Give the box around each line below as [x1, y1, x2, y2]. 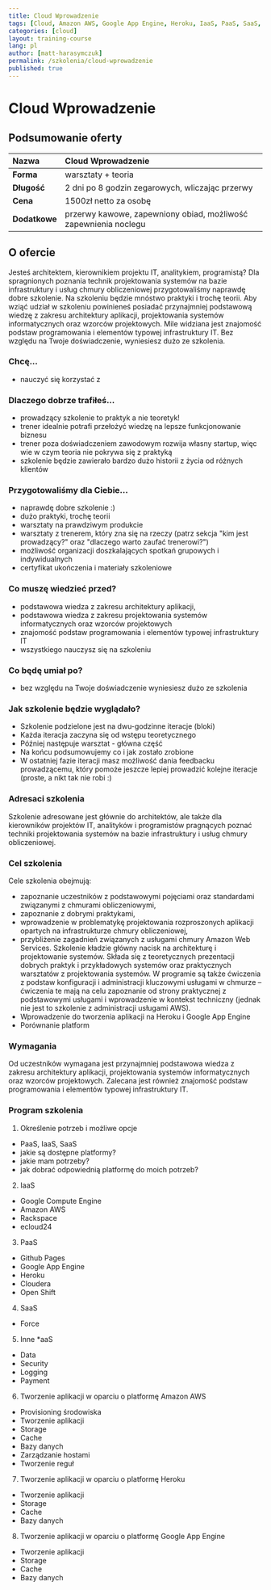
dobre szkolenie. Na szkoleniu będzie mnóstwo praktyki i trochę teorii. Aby [8, 292, 257, 303]
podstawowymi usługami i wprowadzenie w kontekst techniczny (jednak [19, 995, 261, 1004]
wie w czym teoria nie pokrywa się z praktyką [19, 448, 173, 457]
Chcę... [8, 356, 39, 368]
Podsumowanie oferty [8, 131, 123, 145]
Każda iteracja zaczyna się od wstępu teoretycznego [19, 730, 196, 740]
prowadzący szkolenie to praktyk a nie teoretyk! [19, 413, 180, 423]
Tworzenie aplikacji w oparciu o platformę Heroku [19, 1474, 186, 1483]
